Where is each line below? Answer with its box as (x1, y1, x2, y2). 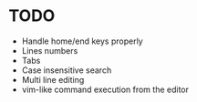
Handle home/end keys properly (21, 36, 143, 46)
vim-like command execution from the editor (21, 84, 189, 95)
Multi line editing (21, 74, 85, 85)
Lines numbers (21, 45, 78, 56)
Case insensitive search (21, 65, 112, 76)
